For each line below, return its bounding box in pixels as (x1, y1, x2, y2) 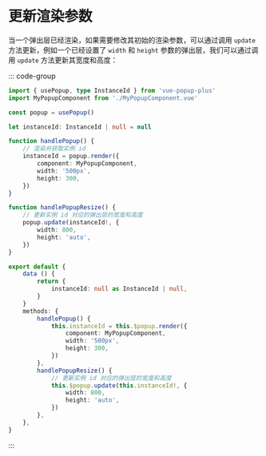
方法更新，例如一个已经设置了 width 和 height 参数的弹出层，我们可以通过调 (8, 45, 259, 54)
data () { (22, 270, 56, 278)
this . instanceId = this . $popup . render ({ (50, 322, 188, 330)
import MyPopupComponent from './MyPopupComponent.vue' (8, 93, 198, 102)
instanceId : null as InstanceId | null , (50, 285, 188, 293)
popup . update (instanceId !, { (22, 219, 120, 227)
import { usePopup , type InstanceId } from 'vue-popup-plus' (8, 86, 216, 94)
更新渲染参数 (8, 7, 93, 26)
